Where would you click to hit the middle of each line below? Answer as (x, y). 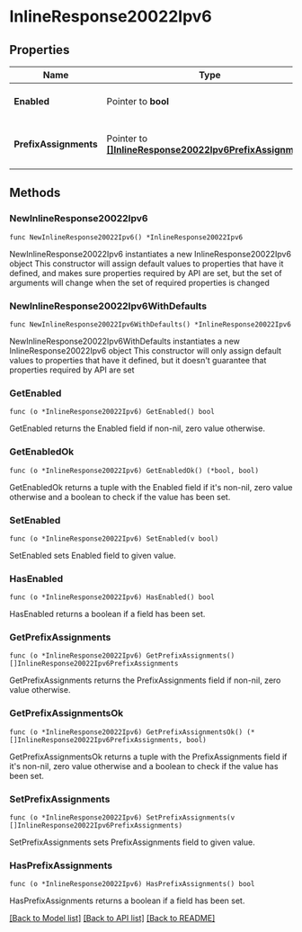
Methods (35, 193)
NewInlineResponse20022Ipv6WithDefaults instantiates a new (125, 341)
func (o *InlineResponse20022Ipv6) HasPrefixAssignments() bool (132, 884)
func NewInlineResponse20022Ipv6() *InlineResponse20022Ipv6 (126, 237)
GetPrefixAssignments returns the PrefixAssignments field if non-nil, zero (145, 680)
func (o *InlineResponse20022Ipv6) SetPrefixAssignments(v (122, 818)
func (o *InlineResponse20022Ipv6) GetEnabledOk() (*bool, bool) (134, 470)
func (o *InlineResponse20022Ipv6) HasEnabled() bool (112, 597)
